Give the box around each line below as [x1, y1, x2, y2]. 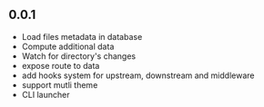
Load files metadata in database [21, 31, 143, 42]
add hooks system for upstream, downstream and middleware [21, 70, 255, 81]
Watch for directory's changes [21, 50, 137, 62]
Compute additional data [21, 41, 115, 52]
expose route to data [21, 60, 100, 71]
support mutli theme [21, 79, 98, 90]
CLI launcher [21, 89, 70, 100]
